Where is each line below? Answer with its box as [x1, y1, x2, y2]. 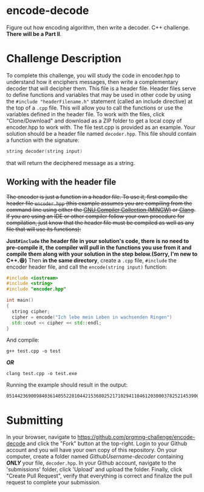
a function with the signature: [6, 136, 80, 144]
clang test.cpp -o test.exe [6, 371, 78, 377]
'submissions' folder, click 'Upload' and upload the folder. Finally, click [6, 466, 182, 473]
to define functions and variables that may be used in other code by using [6, 91, 191, 98]
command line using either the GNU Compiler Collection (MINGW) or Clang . [6, 206, 195, 213]
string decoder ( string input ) [6, 148, 83, 154]
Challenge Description [6, 52, 121, 66]
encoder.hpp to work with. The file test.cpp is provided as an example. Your [6, 123, 195, 131]
